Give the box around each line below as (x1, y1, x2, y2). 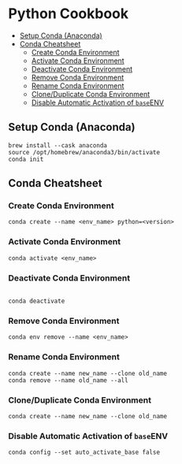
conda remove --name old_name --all (8, 376, 128, 384)
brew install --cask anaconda (8, 141, 108, 150)
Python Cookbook (8, 5, 129, 23)
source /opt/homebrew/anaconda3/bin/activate (8, 148, 160, 156)
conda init (8, 155, 44, 163)
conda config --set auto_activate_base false (8, 448, 160, 457)
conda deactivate (8, 297, 65, 306)
